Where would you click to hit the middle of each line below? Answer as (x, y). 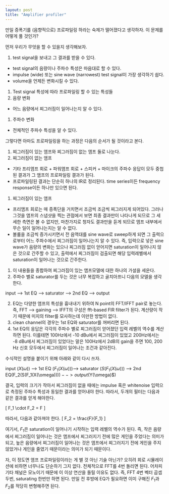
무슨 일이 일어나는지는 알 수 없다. (45, 228)
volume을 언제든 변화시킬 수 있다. (46, 81)
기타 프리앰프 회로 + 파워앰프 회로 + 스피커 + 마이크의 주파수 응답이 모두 (83, 168)
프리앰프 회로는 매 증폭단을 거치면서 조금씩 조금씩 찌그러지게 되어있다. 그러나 (88, 209)
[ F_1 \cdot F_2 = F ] (25, 408)
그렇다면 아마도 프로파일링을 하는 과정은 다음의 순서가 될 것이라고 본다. (74, 141)
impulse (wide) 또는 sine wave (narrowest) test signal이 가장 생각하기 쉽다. (88, 74)
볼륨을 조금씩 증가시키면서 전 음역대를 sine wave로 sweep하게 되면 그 (82, 234)
